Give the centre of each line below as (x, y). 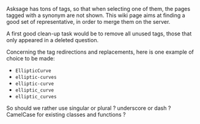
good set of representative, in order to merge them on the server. (88, 22)
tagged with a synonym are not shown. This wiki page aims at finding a (96, 15)
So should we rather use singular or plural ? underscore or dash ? (89, 108)
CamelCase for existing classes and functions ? (66, 115)
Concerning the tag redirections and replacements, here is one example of (100, 52)
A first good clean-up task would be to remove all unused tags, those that (99, 34)
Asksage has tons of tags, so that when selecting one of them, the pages (98, 9)
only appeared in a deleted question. (53, 40)
